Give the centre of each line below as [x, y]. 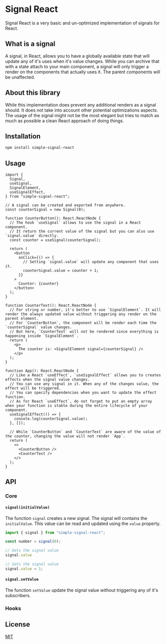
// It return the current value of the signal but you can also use [82, 232]
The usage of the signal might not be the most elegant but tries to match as [82, 115]
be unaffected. [20, 77]
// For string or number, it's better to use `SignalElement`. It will [85, 310]
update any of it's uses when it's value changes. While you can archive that [83, 61]
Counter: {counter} [38, 284]
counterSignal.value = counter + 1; [61, 271]
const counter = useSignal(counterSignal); [55, 240]
